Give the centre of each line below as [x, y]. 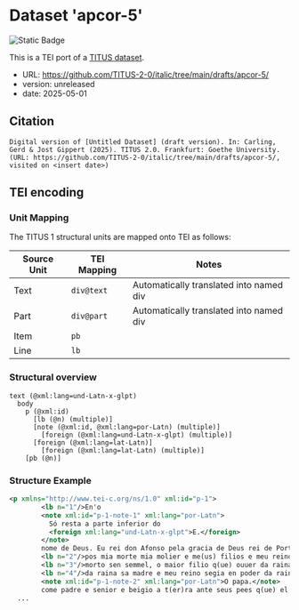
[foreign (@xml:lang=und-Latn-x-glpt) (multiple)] [137, 435]
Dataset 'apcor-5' [76, 16]
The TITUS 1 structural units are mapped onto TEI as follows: [120, 237]
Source [38, 259]
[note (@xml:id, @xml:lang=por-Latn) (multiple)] [126, 427]
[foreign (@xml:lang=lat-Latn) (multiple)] [123, 450]
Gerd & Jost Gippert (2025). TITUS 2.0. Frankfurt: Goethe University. [145, 149]
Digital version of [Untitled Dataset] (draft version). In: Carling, [143, 142]
